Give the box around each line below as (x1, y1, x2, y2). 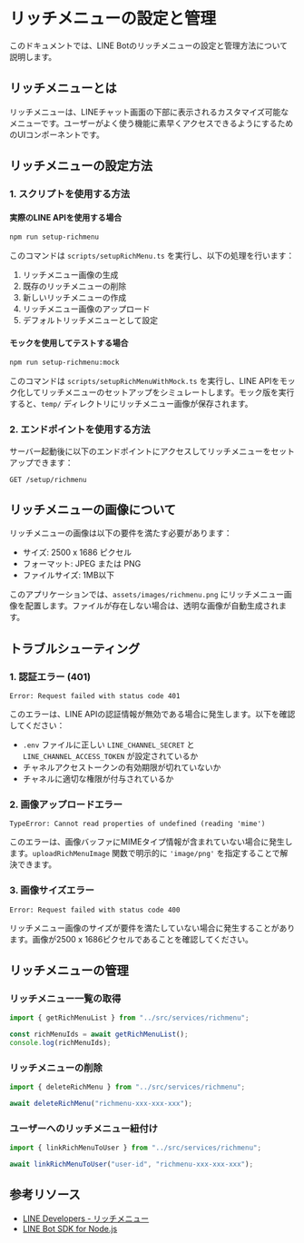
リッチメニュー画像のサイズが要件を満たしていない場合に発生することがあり (9, 922, 296, 933)
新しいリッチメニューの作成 (22, 292, 127, 303)
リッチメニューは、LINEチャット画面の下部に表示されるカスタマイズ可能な (9, 106, 289, 117)
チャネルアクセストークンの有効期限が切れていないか (22, 762, 221, 773)
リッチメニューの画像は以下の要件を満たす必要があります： (9, 528, 232, 538)
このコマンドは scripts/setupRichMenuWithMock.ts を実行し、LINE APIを (9, 376, 279, 387)
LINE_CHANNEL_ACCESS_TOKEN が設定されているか (22, 751, 199, 762)
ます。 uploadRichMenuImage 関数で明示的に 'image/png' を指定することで (9, 848, 280, 859)
